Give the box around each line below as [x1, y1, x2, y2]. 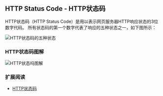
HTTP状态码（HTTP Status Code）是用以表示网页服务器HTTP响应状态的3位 [5, 19, 158, 24]
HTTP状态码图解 [5, 48, 44, 55]
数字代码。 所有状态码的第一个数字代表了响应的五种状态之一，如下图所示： [5, 24, 157, 30]
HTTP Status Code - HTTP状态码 [5, 4, 106, 13]
